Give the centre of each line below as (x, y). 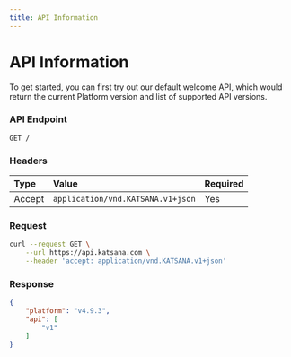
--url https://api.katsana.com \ (88, 253)
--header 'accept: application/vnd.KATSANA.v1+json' (126, 261)
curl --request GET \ (50, 244)
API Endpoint (38, 119)
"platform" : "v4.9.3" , (68, 311)
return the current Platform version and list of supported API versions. (138, 96)
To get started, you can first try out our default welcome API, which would (146, 87)
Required (224, 184)
